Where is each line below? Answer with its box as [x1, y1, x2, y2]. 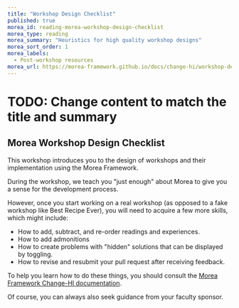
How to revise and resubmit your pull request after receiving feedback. [17, 257, 225, 266]
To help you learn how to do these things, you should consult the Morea [7, 271, 218, 280]
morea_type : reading [7, 30, 69, 38]
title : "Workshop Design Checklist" [7, 10, 116, 18]
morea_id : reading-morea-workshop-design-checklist [7, 23, 164, 31]
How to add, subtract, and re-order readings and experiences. [17, 227, 201, 236]
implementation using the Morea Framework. [7, 163, 139, 172]
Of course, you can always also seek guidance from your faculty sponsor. [7, 292, 224, 301]
